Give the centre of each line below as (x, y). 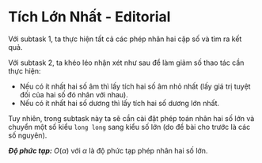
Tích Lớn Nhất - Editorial (89, 17)
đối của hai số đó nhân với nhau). (74, 94)
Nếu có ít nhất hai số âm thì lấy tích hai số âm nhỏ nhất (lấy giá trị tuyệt (135, 86)
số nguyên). (28, 135)
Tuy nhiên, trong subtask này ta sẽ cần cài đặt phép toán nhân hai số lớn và (131, 118)
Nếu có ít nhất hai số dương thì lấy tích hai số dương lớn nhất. (120, 103)
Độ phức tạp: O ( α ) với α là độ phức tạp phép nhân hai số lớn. (108, 150)
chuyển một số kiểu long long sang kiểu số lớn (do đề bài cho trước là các (129, 127)
